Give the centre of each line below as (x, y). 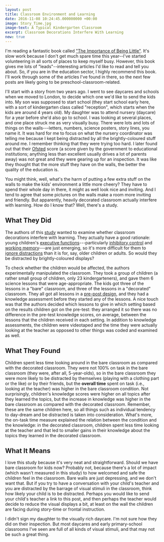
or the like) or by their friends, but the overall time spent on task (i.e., (75, 383)
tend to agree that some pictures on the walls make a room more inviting (78, 194)
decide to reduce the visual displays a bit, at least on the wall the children (79, 504)
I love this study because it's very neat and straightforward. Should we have (82, 463)
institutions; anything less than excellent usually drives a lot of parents (76, 154)
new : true (15, 37)
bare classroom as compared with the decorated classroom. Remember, (78, 404)
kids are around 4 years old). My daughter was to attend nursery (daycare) (80, 112)
